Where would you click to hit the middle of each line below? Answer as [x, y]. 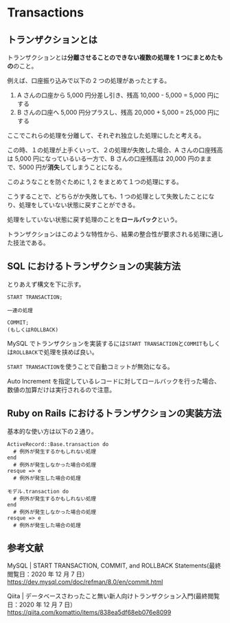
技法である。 [31, 243]
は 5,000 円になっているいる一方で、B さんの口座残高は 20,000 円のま [106, 158]
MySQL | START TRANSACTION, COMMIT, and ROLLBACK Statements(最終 [114, 566]
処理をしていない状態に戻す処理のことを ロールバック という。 [94, 220]
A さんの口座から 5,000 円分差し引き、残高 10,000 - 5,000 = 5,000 [111, 95]
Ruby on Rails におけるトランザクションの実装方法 [114, 413]
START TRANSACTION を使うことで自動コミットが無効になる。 [90, 366]
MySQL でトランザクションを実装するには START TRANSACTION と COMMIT [105, 343]
